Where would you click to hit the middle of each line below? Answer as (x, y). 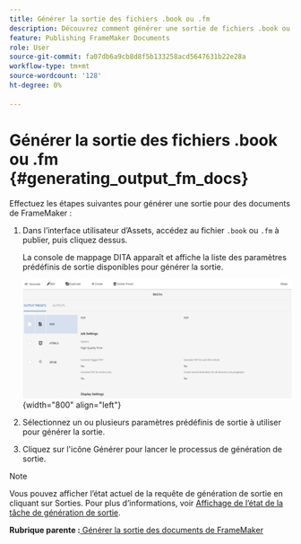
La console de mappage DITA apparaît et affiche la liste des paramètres (154, 257)
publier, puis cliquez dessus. (75, 240)
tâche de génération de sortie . (65, 513)
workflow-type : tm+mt (50, 66)
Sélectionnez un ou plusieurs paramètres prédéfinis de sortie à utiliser (152, 422)
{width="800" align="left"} (72, 405)
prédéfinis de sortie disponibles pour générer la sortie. (123, 267)
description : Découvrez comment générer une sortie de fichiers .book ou (150, 28)
